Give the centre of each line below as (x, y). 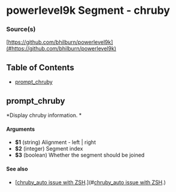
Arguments (21, 129)
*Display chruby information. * (44, 115)
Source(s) (21, 29)
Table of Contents (40, 67)
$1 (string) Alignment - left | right (55, 142)
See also (17, 169)
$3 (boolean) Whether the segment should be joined (80, 155)
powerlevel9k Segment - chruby (88, 10)
